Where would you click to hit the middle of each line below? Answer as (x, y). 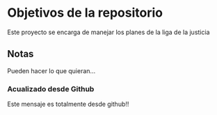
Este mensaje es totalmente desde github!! (68, 104)
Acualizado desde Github (51, 89)
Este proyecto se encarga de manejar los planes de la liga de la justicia (108, 32)
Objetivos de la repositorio (85, 13)
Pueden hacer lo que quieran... (51, 70)
